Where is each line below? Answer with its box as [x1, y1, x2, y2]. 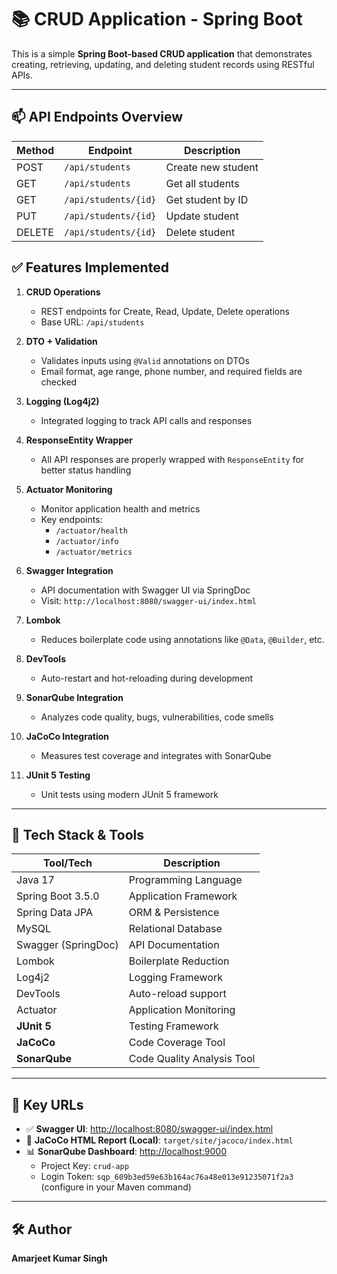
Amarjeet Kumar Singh [11, 1252, 108, 1264]
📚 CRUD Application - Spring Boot [11, 8, 303, 31]
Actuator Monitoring [25, 483, 113, 495]
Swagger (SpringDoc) [16, 938, 119, 952]
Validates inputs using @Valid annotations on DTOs [40, 354, 250, 366]
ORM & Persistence [128, 906, 220, 920]
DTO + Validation [25, 335, 98, 347]
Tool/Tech [42, 856, 93, 870]
